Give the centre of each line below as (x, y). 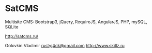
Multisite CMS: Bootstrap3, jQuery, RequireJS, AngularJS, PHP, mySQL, (76, 22)
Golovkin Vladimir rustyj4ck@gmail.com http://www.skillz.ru (65, 45)
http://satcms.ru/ (22, 36)
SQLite (12, 26)
